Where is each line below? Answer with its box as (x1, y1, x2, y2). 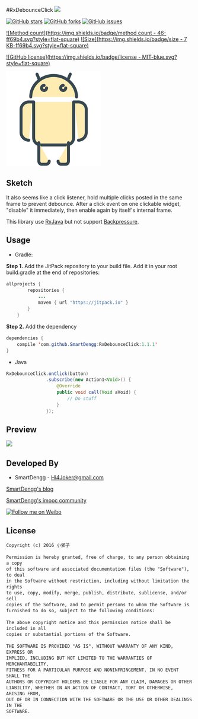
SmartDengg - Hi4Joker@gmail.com (14, 474, 104, 481)
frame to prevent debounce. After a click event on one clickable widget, (6, 200, 181, 207)
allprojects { (6, 281, 41, 287)
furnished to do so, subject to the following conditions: (6, 608, 155, 614)
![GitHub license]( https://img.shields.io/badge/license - (6, 53, 141, 61)
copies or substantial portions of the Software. (6, 632, 132, 638)
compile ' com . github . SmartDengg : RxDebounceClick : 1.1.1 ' (17, 341, 158, 347)
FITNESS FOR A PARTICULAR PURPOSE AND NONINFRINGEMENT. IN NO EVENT (6, 667, 179, 673)
